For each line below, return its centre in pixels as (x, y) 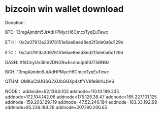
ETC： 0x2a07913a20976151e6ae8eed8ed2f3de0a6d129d (64, 52)
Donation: (15, 23)
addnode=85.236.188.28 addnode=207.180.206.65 (56, 107)
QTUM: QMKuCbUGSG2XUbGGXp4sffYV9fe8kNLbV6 (60, 81)
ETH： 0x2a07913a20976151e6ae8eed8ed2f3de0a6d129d (65, 42)
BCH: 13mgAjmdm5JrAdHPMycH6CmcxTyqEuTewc (57, 71)
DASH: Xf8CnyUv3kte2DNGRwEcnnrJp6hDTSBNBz (57, 62)
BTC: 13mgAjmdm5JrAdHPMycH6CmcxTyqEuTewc (57, 32)
